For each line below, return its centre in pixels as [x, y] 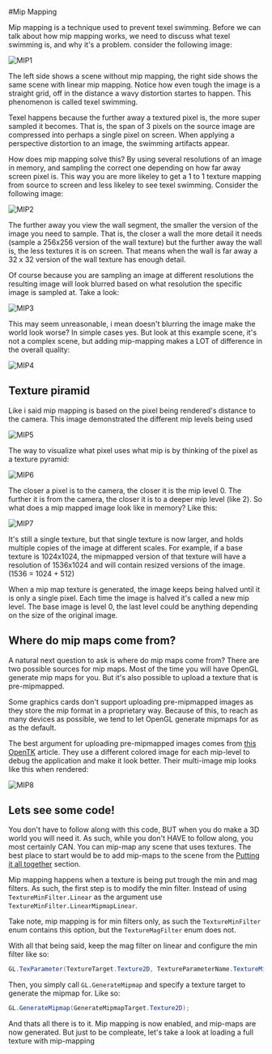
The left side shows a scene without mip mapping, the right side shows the [133, 76]
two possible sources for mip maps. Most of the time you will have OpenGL [134, 669]
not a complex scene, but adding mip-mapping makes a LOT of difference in [136, 341]
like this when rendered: [49, 769]
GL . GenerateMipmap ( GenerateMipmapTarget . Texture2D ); [99, 1009]
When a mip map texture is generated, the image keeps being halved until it [134, 589]
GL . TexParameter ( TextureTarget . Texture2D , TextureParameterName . [121, 969]
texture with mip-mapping [52, 1041]
